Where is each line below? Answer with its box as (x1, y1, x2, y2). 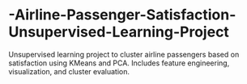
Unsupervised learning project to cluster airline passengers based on (8, 49, 240, 59)
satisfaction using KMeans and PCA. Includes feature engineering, (8, 58, 230, 68)
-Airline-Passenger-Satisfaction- (8, 6, 236, 24)
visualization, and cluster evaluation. (8, 66, 130, 76)
